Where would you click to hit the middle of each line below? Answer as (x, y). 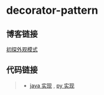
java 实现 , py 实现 (52, 85)
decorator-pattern (52, 10)
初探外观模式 (22, 49)
